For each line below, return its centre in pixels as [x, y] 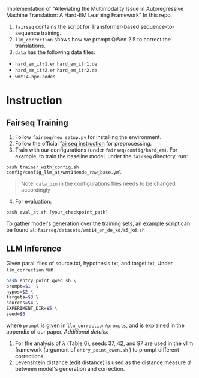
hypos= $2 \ [20, 292]
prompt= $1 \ [22, 286]
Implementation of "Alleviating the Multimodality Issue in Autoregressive [95, 9]
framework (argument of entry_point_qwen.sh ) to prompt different [97, 349]
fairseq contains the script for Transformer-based [77, 27]
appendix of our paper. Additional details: [58, 331]
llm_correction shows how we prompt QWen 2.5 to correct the [93, 39]
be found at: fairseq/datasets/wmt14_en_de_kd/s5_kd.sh [76, 230]
